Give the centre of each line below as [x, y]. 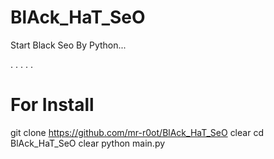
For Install [52, 105]
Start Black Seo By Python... [68, 45]
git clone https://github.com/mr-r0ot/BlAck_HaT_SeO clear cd [137, 132]
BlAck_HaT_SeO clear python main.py [88, 143]
